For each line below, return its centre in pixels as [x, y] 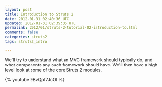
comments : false [22, 32]
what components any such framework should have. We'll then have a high [81, 65]
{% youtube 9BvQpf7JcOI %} [35, 79]
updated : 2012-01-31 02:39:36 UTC [41, 23]
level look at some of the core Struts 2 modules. [54, 70]
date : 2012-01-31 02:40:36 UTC [37, 19]
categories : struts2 [26, 37]
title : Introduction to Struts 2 [39, 14]
